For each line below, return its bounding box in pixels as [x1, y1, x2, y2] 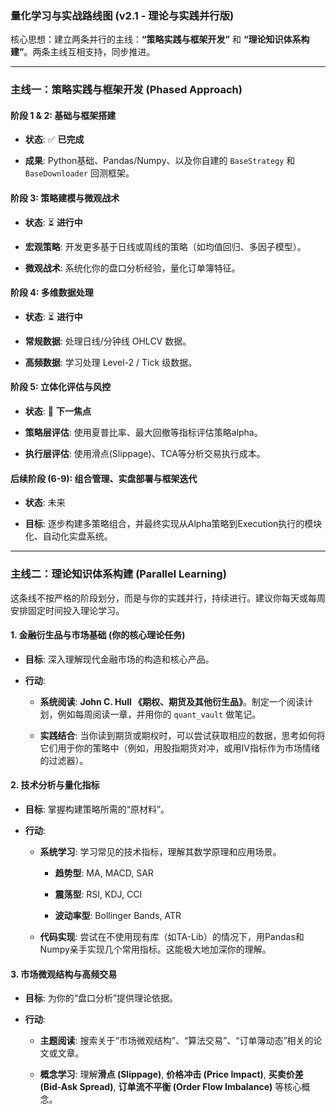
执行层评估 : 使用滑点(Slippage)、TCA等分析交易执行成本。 [24, 448, 266, 460]
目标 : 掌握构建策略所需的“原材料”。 [24, 803, 170, 815]
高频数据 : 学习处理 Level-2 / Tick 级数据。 [24, 356, 198, 368]
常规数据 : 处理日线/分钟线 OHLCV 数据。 [24, 335, 192, 347]
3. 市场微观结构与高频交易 [10, 968, 118, 980]
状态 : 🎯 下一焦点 [24, 405, 92, 417]
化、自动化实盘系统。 [24, 530, 113, 542]
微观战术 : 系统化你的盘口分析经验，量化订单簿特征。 [24, 262, 241, 274]
